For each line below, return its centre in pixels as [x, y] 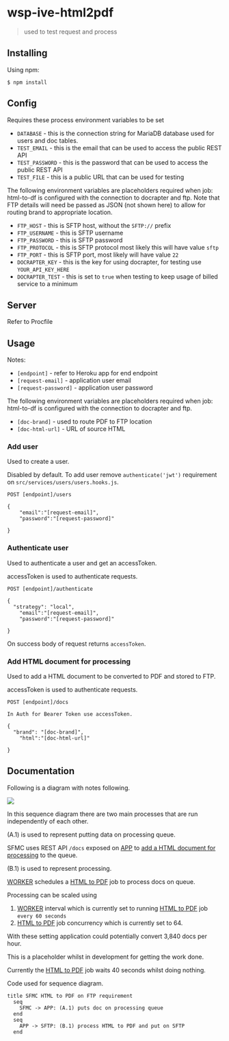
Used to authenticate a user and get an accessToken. [82, 563]
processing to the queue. [42, 855]
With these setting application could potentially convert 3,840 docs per [107, 936]
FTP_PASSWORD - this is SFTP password [70, 240]
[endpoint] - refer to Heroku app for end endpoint [87, 373]
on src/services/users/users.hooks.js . [63, 482]
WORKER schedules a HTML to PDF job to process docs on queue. [101, 881]
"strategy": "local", [44, 607]
